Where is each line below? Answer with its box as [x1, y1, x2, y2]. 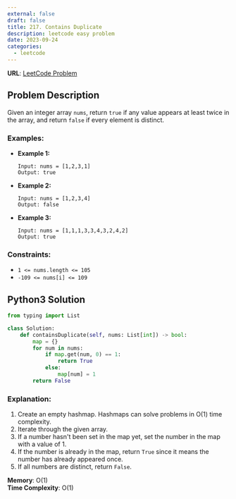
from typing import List [7, 312, 80, 319]
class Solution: [7, 325, 55, 332]
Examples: [7, 133, 44, 143]
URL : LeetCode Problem [7, 68, 77, 78]
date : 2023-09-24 [7, 37, 58, 44]
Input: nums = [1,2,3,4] [17, 195, 91, 202]
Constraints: [7, 249, 51, 259]
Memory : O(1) [7, 476, 48, 485]
